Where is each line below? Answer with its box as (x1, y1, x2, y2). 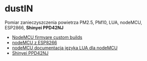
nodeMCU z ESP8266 (11, 39, 57, 45)
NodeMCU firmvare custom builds (11, 34, 82, 40)
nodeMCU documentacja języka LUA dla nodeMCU (11, 45, 118, 51)
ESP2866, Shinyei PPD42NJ (4, 24, 63, 30)
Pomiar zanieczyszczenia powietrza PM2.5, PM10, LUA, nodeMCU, (4, 19, 142, 25)
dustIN (4, 3, 33, 14)
